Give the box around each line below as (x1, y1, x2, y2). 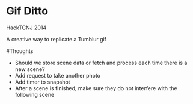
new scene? (14, 65, 45, 73)
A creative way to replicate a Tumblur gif (6, 35, 107, 43)
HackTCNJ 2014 (6, 24, 47, 31)
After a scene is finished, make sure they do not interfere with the (14, 84, 177, 91)
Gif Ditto (6, 4, 49, 18)
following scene (14, 91, 55, 98)
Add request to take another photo (14, 72, 101, 79)
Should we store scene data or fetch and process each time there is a (14, 59, 188, 66)
